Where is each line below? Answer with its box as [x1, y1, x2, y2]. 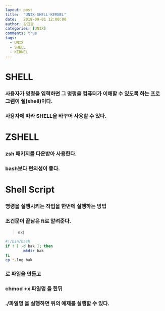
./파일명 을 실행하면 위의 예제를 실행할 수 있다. [5, 300, 110, 307]
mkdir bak [23, 248, 44, 253]
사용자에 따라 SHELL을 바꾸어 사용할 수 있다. [5, 112, 107, 119]
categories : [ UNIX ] [5, 26, 46, 31]
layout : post [5, 7, 33, 13]
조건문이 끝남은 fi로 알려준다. [5, 217, 72, 224]
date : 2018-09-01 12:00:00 [5, 17, 67, 22]
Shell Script [5, 184, 55, 195]
